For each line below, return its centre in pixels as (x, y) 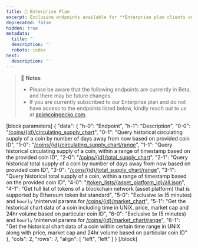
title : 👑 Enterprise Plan (38, 12)
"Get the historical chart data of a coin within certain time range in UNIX (93, 226)
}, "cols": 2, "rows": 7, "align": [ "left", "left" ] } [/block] (72, 239)
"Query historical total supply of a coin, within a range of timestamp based (96, 176)
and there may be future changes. (70, 96)
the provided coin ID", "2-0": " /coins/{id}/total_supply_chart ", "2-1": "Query (97, 157)
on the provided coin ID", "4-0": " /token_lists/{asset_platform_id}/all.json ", (96, 182)
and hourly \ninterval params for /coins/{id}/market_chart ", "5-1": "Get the (96, 201)
